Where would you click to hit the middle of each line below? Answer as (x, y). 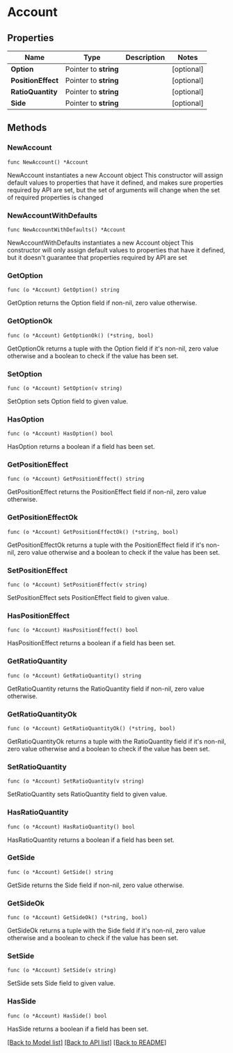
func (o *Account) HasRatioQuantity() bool (71, 827)
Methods (27, 128)
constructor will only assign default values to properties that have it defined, (116, 250)
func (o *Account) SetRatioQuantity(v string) (76, 781)
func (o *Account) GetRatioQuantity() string (74, 676)
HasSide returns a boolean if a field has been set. (78, 1029)
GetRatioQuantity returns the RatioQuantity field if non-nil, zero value (106, 689)
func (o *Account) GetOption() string (63, 290)
